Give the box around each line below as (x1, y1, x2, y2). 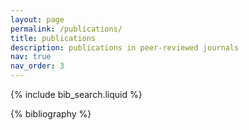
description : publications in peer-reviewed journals (10, 42, 240, 53)
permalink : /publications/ (10, 24, 123, 34)
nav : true (10, 52, 52, 62)
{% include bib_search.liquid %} (10, 89, 143, 100)
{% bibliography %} (10, 108, 92, 120)
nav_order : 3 (10, 61, 65, 71)
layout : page (10, 14, 65, 25)
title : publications (10, 33, 97, 43)
